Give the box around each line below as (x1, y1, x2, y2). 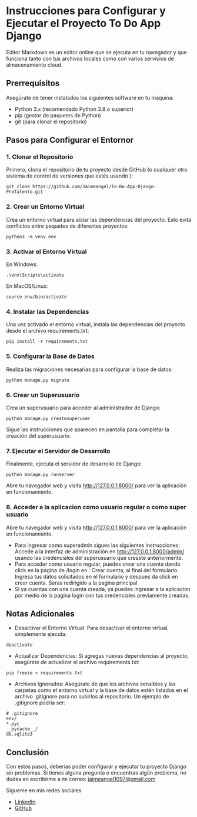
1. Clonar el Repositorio (6, 153, 74, 161)
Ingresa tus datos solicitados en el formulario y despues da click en (14, 573, 178, 580)
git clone (6, 184, 31, 190)
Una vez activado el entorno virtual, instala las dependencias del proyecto (6, 321, 185, 328)
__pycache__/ (6, 726, 38, 732)
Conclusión (6, 747, 49, 757)
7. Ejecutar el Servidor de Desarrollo (6, 447, 111, 455)
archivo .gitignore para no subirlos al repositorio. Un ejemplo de (14, 693, 169, 700)
